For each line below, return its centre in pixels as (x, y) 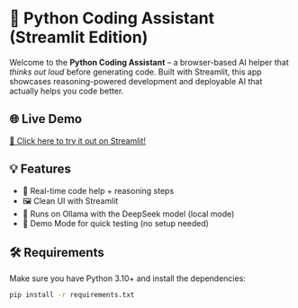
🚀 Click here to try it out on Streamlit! (78, 141)
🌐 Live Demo (46, 119)
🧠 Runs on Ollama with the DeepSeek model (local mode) (128, 214)
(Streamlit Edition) (79, 37)
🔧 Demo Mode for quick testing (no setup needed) (116, 223)
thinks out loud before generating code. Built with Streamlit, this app (136, 72)
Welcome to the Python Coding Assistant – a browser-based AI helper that (149, 62)
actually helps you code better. (67, 91)
